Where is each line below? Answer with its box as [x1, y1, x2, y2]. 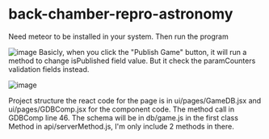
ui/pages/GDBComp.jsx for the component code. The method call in [8, 104, 235, 114]
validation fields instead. [8, 64, 90, 74]
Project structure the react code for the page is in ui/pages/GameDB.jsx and [8, 95, 262, 105]
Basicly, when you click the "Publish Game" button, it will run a [39, 47, 247, 57]
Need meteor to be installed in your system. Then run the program [8, 32, 229, 41]
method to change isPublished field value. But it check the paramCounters [8, 56, 256, 65]
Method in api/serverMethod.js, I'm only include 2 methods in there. [8, 121, 234, 131]
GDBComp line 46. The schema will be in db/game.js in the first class [8, 112, 238, 122]
